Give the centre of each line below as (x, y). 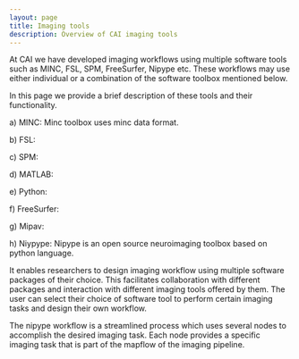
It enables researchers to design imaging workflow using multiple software (147, 271)
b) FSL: (22, 140)
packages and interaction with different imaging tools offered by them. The (147, 289)
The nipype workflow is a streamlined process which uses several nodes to (148, 326)
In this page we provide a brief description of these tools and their (131, 96)
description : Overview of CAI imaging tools (94, 34)
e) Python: (28, 192)
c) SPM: (24, 157)
